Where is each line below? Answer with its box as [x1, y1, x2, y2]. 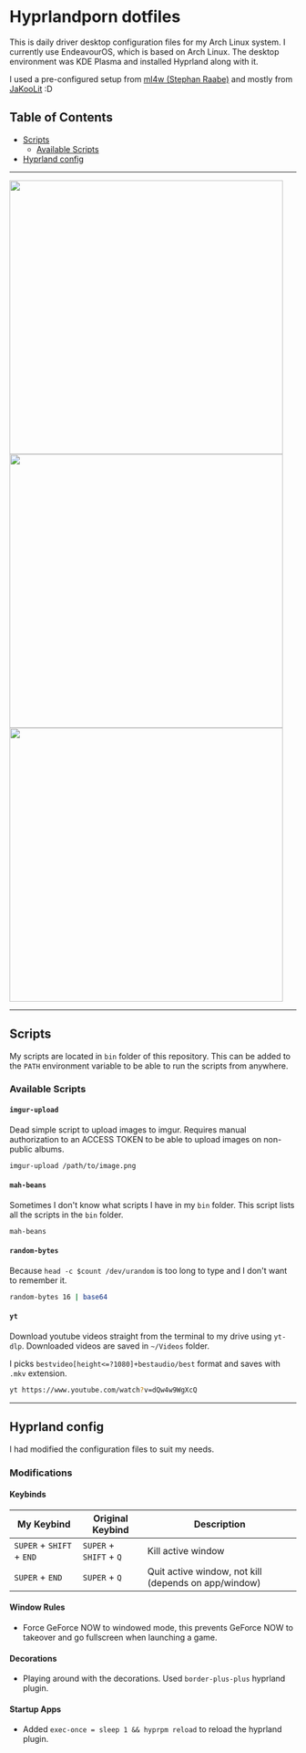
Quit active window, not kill [147, 1565, 262, 1578]
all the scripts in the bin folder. [9, 1209, 124, 1220]
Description [193, 1518, 246, 1530]
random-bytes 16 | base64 [9, 1292, 107, 1301]
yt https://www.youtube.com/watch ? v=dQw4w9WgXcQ [9, 1385, 198, 1394]
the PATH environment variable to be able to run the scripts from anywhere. [9, 1060, 289, 1071]
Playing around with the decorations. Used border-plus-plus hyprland [22, 1673, 286, 1685]
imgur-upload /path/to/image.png [9, 1161, 137, 1170]
